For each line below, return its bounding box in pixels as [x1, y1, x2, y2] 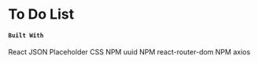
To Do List [8, 5, 75, 23]
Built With [8, 31, 44, 40]
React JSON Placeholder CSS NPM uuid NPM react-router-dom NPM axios [8, 47, 251, 57]
